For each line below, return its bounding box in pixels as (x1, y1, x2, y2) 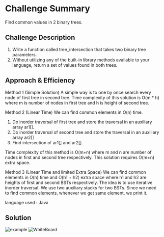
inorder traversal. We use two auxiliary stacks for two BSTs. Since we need (5, 184, 157, 190)
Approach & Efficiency (5, 77, 75, 85)
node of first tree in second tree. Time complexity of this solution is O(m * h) (5, 94, 160, 101)
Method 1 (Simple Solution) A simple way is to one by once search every (5, 89, 151, 95)
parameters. (12, 52, 37, 57)
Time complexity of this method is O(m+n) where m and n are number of (5, 149, 152, 155)
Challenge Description (5, 33, 75, 42)
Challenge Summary (5, 3, 90, 14)
